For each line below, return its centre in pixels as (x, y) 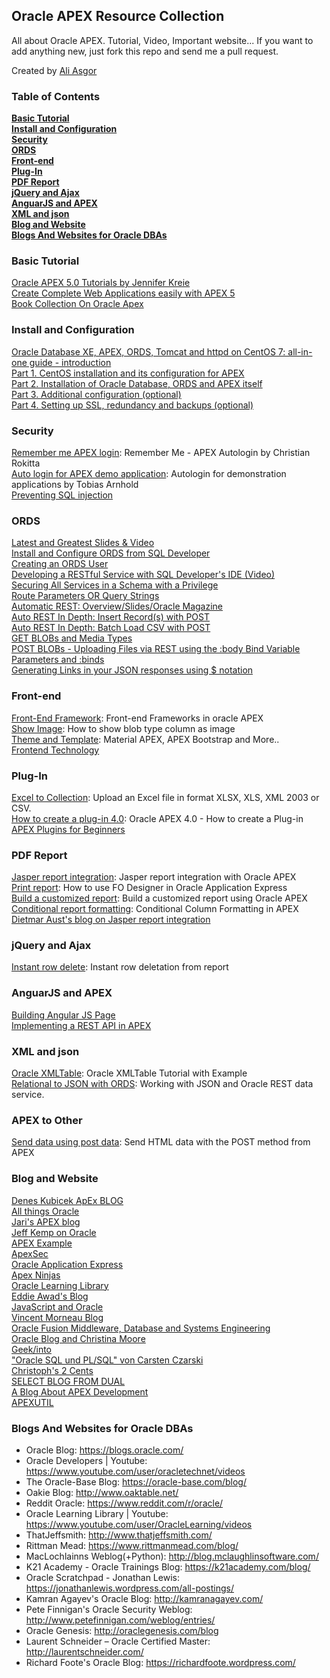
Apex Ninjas (36, 1275)
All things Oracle (45, 1211)
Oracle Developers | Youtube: (86, 1460)
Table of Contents (56, 96)
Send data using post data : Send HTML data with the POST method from (161, 1142)
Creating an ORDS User (60, 564)
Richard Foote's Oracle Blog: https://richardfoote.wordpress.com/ (160, 1662)
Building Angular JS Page (63, 1015)
